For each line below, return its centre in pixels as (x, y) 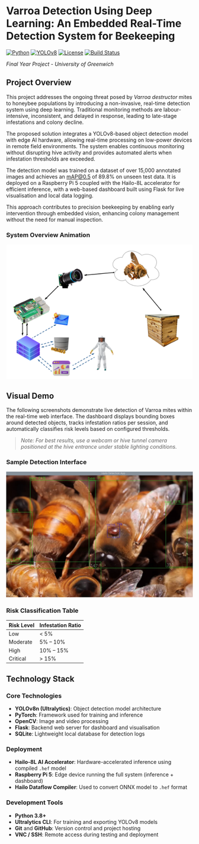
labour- (172, 109)
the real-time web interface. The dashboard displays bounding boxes (90, 417)
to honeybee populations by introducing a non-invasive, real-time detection (98, 103)
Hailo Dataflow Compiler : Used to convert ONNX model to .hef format (101, 787)
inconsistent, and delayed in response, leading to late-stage (104, 116)
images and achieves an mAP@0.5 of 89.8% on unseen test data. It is (91, 177)
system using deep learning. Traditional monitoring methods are (84, 109)
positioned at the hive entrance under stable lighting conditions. (99, 447)
